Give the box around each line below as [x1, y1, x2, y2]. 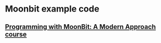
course [5, 30, 27, 38]
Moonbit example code [5, 3, 99, 14]
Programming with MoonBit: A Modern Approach [5, 23, 156, 31]
